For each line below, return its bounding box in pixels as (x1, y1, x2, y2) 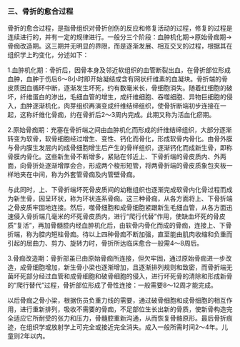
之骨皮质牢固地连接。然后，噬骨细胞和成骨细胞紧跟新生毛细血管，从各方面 (7, 203, 226, 212)
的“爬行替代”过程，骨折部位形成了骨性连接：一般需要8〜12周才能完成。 (7, 281, 218, 290)
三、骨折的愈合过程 (7, 6, 74, 16)
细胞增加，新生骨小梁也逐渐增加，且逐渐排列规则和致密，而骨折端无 (31, 263, 233, 272)
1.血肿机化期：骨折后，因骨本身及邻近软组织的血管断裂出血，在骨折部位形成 (7, 66, 231, 74)
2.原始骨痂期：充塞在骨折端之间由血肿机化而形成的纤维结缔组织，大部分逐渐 (7, 126, 232, 134)
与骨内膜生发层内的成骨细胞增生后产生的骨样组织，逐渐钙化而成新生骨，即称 (7, 144, 233, 152)
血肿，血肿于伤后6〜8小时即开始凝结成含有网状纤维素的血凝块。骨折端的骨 (7, 75, 229, 84)
